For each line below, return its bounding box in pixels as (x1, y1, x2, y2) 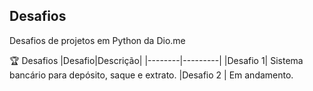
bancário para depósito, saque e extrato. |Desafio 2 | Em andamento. (9, 69, 294, 81)
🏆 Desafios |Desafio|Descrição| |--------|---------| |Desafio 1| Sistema (9, 54, 304, 66)
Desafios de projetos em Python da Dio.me (9, 34, 186, 46)
